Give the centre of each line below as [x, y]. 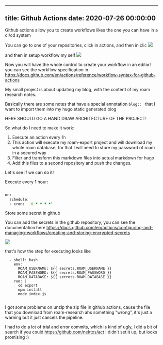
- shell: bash [24, 260]
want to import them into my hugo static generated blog [61, 109]
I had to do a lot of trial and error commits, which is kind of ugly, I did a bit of [81, 327]
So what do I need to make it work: [40, 128]
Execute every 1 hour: [27, 182]
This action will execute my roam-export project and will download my [82, 142]
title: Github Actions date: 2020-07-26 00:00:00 [81, 18]
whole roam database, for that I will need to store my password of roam [83, 147]
